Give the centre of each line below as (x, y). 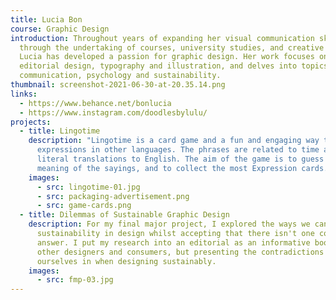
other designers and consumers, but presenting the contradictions (180, 252)
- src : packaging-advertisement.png (113, 196)
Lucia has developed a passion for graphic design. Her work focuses (167, 57)
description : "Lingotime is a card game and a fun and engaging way (174, 141)
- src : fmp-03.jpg (75, 280)
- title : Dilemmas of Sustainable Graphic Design (124, 215)
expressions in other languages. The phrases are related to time (178, 150)
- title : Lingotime (60, 131)
